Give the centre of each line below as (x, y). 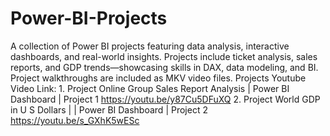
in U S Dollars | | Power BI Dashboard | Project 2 (109, 109)
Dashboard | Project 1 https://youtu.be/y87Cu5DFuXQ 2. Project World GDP (165, 99)
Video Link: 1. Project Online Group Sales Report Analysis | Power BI (150, 88)
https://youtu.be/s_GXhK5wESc (75, 120)
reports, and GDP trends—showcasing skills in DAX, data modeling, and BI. (164, 67)
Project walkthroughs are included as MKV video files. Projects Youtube (158, 78)
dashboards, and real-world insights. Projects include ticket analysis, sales (164, 56)
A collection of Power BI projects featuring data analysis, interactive (150, 46)
